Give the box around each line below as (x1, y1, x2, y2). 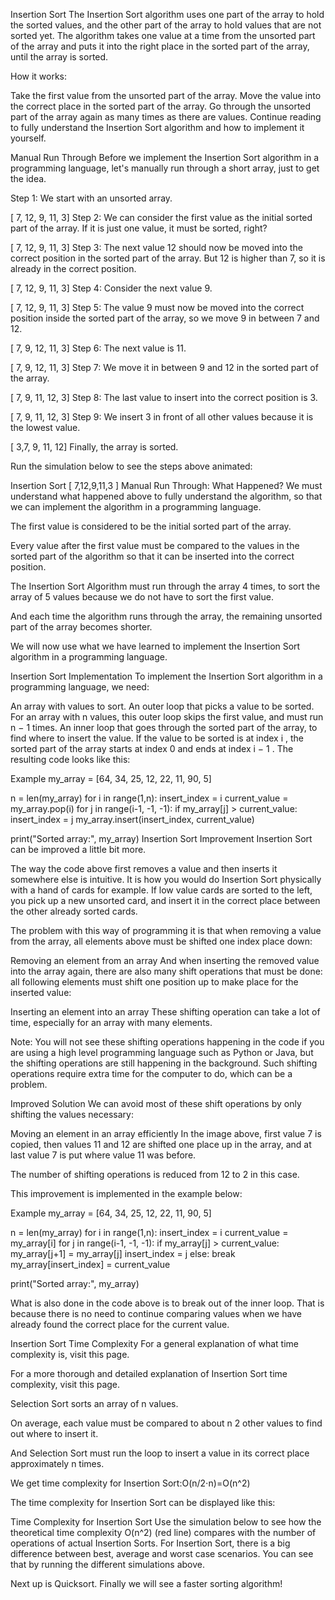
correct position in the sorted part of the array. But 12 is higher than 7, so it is (10, 252, 326, 264)
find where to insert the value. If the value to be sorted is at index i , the (10, 732, 304, 744)
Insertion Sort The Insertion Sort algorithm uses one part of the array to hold (10, 9, 325, 20)
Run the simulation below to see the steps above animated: (10, 460, 253, 472)
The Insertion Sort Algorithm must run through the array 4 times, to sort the (10, 580, 321, 592)
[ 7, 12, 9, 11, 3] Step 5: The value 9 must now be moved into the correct (10, 302, 305, 313)
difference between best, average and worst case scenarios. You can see (10, 1548, 314, 1559)
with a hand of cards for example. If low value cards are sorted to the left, (10, 884, 313, 896)
